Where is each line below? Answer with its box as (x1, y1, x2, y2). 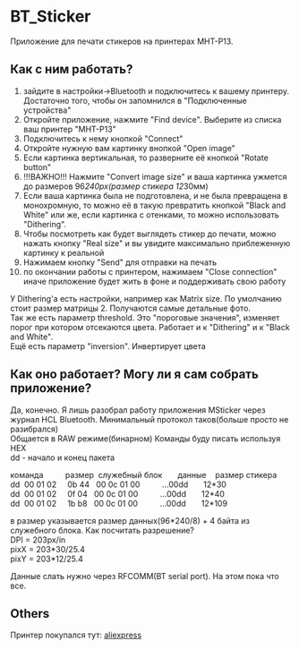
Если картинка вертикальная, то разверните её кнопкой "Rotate (22, 152, 269, 163)
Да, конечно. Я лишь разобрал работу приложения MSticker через (10, 405, 266, 415)
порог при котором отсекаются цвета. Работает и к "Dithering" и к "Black (10, 321, 290, 332)
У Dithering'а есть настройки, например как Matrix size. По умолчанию (10, 293, 283, 303)
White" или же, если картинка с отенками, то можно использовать (22, 209, 280, 220)
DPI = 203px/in (10, 534, 66, 545)
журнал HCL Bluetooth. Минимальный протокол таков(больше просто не (10, 414, 289, 424)
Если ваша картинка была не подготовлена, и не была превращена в (22, 190, 288, 201)
